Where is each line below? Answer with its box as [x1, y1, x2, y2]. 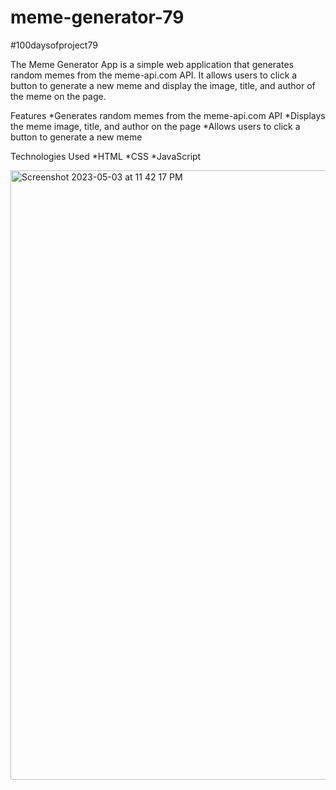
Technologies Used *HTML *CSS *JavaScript [10, 150, 202, 162]
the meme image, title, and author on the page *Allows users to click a [10, 120, 301, 132]
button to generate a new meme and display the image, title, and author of [10, 79, 316, 91]
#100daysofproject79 [10, 39, 98, 51]
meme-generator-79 [10, 6, 185, 29]
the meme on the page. [10, 90, 107, 102]
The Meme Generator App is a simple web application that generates [10, 58, 294, 70]
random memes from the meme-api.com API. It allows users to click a [10, 69, 298, 81]
